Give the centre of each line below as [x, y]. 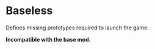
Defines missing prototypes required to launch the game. [77, 28]
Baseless [29, 11]
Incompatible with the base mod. [48, 39]
